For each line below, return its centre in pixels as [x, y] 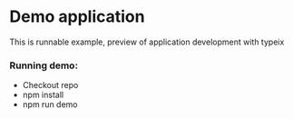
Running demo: [44, 65]
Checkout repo [50, 85]
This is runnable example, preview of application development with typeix [147, 42]
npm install [43, 95]
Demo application [77, 17]
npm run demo [50, 104]
